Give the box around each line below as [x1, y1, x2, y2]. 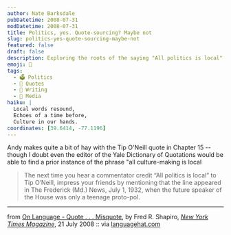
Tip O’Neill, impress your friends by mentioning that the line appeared [23, 179, 221, 187]
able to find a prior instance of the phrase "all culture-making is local [7, 158, 202, 166]
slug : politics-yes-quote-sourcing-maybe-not [7, 36, 140, 42]
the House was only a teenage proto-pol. [23, 193, 140, 201]
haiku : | [7, 99, 32, 106]
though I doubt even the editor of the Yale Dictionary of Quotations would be [7, 151, 223, 159]
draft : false [7, 49, 45, 55]
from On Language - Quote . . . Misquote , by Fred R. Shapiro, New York [7, 213, 208, 221]
